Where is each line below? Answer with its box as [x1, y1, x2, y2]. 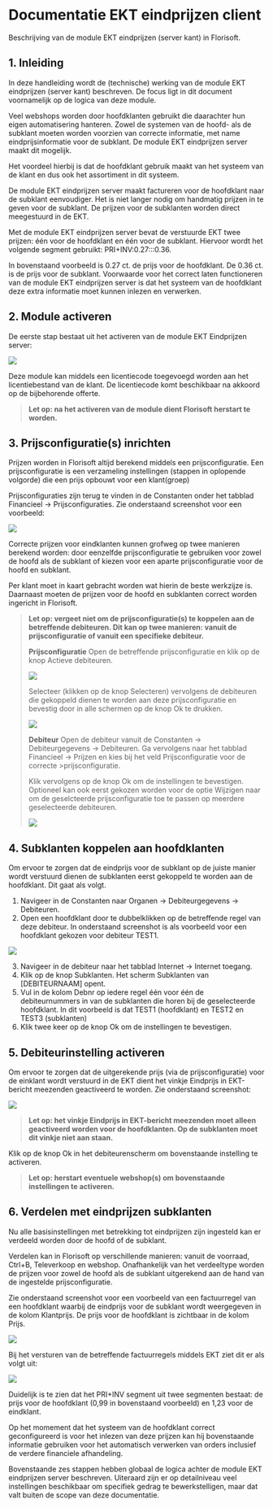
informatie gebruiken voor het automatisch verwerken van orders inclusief [8, 1440, 257, 1449]
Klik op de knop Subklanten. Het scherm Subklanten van [19, 970, 210, 980]
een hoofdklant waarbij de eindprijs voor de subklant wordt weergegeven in [8, 1301, 262, 1311]
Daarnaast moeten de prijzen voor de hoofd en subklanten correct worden [8, 590, 258, 599]
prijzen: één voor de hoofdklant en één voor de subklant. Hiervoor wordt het [8, 236, 263, 246]
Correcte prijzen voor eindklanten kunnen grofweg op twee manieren [8, 539, 240, 549]
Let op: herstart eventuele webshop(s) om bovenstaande [28, 1173, 225, 1183]
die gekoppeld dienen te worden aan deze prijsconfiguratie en [28, 695, 237, 705]
